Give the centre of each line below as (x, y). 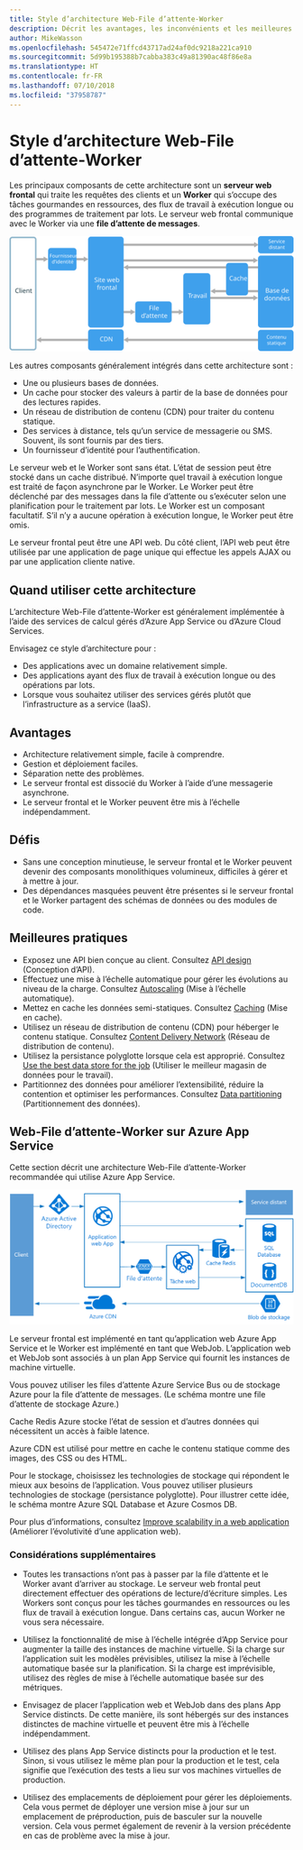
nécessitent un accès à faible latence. (80, 1431)
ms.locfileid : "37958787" (58, 95)
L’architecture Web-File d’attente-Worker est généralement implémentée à (147, 612)
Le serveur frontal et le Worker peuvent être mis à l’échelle (131, 801)
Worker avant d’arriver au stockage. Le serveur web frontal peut (142, 1584)
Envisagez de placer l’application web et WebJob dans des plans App (151, 1705)
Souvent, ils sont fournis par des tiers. (93, 441)
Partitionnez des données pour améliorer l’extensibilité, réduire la (143, 1084)
